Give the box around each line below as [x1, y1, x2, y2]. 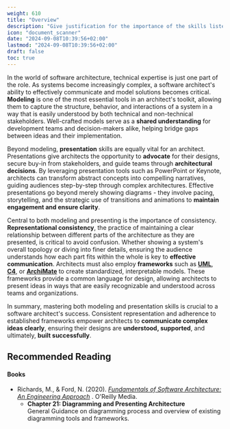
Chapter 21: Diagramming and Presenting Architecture [27, 400, 186, 408]
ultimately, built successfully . [7, 331, 92, 339]
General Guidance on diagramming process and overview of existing [27, 407, 221, 415]
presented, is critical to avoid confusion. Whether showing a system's [7, 237, 204, 246]
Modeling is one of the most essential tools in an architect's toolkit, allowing [7, 95, 222, 103]
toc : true [7, 55, 36, 62]
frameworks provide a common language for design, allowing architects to [7, 274, 217, 283]
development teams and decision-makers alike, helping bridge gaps [7, 124, 199, 132]
